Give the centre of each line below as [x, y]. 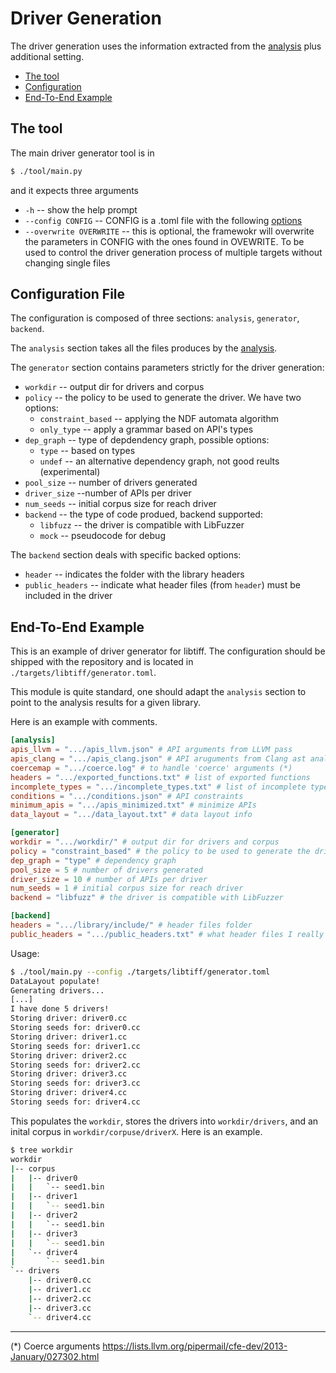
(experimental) [70, 472]
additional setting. [47, 56]
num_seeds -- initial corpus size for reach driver [120, 504]
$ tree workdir [42, 1150]
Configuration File [68, 294]
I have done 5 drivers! [60, 1009]
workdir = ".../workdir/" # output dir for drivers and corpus [145, 842]
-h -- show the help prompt [81, 209]
